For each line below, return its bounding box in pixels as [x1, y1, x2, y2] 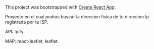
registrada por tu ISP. [5, 19, 49, 25]
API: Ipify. [5, 29, 25, 34]
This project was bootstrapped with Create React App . [5, 4, 116, 10]
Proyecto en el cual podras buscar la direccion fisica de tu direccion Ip [5, 14, 149, 19]
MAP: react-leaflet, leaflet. [5, 38, 59, 44]
